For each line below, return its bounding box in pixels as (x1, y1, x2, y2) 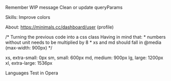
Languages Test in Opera (5, 70, 59, 76)
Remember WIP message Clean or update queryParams (5, 5, 123, 10)
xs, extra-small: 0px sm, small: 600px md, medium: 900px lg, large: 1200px (5, 55, 163, 61)
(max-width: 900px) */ (5, 45, 53, 50)
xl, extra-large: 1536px (5, 60, 53, 66)
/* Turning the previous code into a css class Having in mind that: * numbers (5, 34, 166, 40)
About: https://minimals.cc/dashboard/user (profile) (5, 24, 114, 30)
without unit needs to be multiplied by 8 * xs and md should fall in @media (5, 39, 162, 45)
